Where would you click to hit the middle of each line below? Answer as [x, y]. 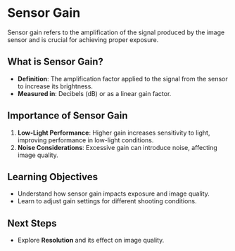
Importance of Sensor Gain [68, 116]
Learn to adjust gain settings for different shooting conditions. [107, 201]
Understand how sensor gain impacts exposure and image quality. [113, 194]
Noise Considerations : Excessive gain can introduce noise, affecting [117, 147]
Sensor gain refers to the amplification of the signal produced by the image [116, 32]
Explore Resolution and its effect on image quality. [91, 240]
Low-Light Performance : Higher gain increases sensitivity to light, [114, 133]
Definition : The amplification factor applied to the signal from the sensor [123, 79]
